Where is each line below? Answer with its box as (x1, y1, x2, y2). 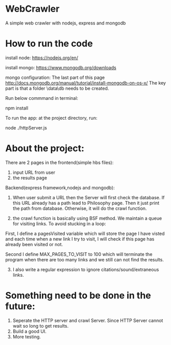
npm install (5, 105, 29, 111)
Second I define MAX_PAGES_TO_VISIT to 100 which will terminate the (5, 251, 153, 257)
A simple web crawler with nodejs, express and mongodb (5, 20, 126, 26)
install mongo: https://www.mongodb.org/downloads (5, 64, 116, 70)
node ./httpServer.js (5, 124, 47, 130)
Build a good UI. (12, 328, 47, 334)
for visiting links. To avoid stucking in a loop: (12, 220, 106, 227)
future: (5, 301, 36, 312)
